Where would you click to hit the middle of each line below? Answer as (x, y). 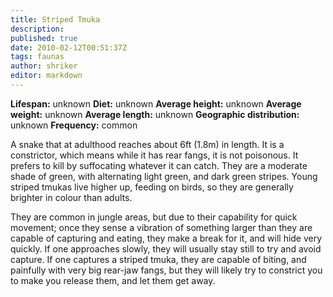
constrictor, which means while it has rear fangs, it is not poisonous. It (154, 155)
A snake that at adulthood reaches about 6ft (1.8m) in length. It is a (147, 144)
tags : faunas (37, 57)
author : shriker (44, 66)
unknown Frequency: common (74, 125)
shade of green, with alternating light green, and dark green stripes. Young (164, 176)
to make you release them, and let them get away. (113, 280)
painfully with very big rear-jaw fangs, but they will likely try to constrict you (166, 270)
